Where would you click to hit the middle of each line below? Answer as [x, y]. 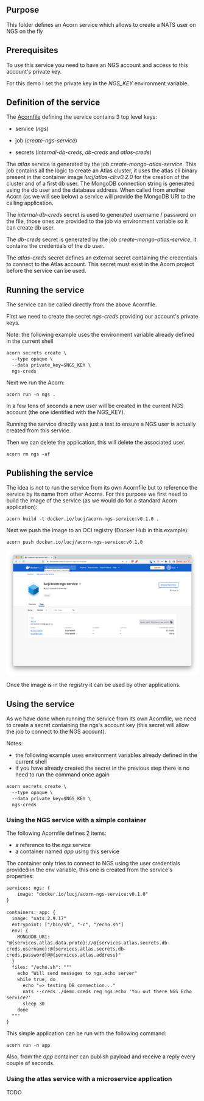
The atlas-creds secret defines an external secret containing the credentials [102, 258]
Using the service [40, 704]
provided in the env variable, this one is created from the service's [90, 870]
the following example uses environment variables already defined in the [106, 755]
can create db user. [31, 228]
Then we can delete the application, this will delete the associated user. [96, 442]
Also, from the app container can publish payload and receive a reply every [101, 1057]
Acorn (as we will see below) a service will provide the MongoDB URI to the [101, 197]
